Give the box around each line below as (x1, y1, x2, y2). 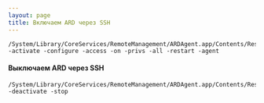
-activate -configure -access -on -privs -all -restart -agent (8, 47, 220, 55)
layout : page (8, 11, 51, 20)
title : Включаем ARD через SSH (8, 19, 111, 27)
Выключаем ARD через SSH (8, 63, 104, 73)
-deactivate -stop (8, 87, 68, 95)
